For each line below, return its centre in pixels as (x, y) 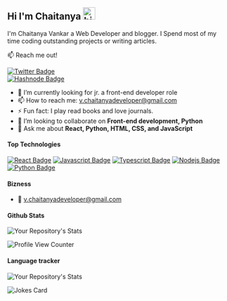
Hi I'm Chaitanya (44, 17)
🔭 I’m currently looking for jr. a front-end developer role (97, 92)
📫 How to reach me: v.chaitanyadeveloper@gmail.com (97, 100)
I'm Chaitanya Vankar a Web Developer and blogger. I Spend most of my (112, 33)
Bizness (19, 184)
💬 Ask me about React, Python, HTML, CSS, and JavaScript (105, 128)
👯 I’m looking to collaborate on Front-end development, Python (110, 121)
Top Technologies (34, 144)
